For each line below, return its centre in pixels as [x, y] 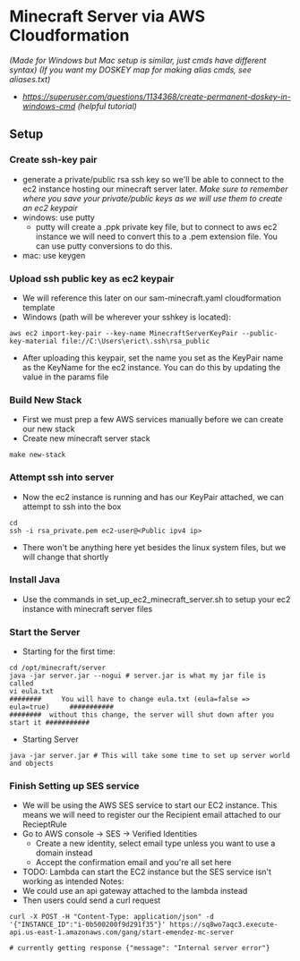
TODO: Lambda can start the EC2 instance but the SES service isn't [146, 872]
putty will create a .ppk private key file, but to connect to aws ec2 [156, 226]
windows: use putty [59, 217]
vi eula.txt [31, 692]
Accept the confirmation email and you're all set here [133, 863]
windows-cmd [49, 106]
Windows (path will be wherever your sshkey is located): [126, 317]
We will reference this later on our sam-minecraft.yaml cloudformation [152, 298]
